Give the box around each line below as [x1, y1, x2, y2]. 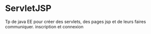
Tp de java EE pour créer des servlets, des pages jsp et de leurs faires [5, 19, 146, 24]
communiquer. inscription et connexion [5, 23, 84, 29]
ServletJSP [5, 3, 52, 14]
